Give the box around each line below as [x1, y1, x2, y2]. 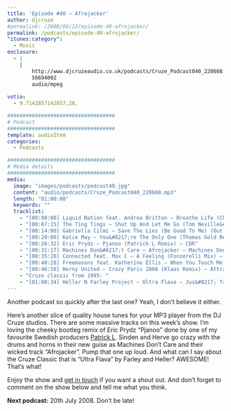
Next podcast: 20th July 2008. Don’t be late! [7, 396, 135, 404]
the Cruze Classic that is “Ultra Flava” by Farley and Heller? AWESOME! [7, 354, 210, 363]
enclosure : [7, 49, 38, 56]
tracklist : [13, 208, 45, 215]
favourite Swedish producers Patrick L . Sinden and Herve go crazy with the [7, 332, 221, 341]
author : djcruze [7, 17, 54, 23]
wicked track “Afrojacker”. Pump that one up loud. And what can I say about [7, 348, 222, 356]
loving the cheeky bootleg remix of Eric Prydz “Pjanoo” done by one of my [7, 325, 218, 334]
